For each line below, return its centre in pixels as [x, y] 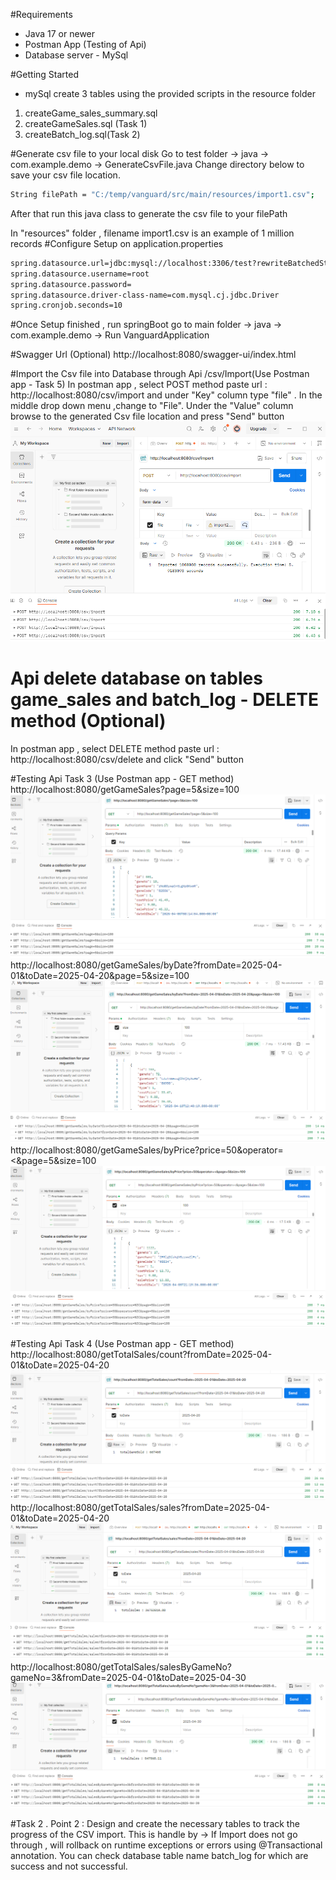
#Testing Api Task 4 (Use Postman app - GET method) [122, 1344]
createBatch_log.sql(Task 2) [82, 134]
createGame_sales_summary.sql [91, 113]
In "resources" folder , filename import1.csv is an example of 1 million [152, 233]
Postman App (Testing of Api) [85, 44]
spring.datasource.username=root [80, 274]
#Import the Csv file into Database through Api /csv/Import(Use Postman [160, 374]
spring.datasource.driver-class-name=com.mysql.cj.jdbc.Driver [145, 295]
